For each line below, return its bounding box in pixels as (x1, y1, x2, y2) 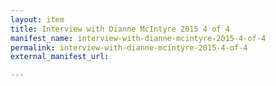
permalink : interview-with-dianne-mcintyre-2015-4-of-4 (10, 42, 248, 53)
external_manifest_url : (10, 52, 110, 62)
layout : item (10, 14, 65, 25)
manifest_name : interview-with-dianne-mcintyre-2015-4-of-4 (10, 33, 267, 43)
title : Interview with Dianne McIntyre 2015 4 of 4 (10, 24, 230, 34)
